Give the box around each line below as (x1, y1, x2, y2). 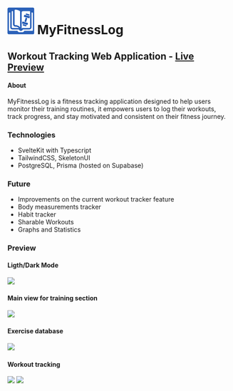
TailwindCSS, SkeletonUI (17, 154, 90, 162)
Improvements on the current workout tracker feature (17, 195, 175, 204)
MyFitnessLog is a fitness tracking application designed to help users (7, 97, 212, 105)
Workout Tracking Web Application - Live (7, 50, 195, 62)
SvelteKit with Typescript (17, 146, 92, 155)
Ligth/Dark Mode (7, 261, 59, 269)
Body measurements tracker (17, 203, 102, 212)
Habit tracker (17, 210, 57, 219)
